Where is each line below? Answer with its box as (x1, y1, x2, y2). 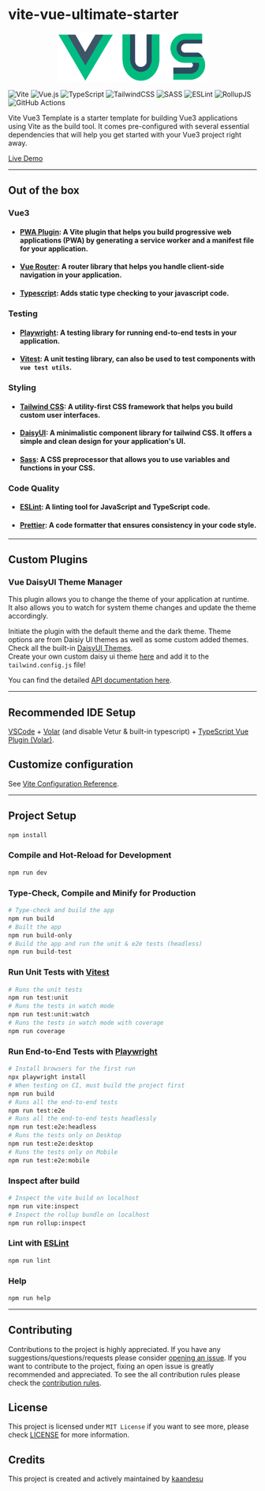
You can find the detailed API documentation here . (8, 675, 172, 685)
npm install (8, 831, 47, 839)
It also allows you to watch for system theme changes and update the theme (8, 603, 256, 613)
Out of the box (8, 184, 80, 197)
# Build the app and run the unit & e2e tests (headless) (8, 940, 203, 948)
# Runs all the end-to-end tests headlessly (8, 1115, 157, 1123)
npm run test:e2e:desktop (8, 1140, 93, 1147)
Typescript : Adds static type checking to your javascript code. (19, 288, 230, 298)
